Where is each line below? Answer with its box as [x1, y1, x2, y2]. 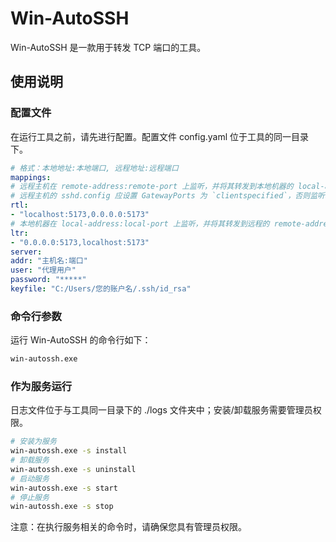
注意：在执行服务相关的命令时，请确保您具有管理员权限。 [10, 521, 247, 533]
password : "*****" [10, 275, 87, 285]
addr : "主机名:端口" [10, 256, 88, 266]
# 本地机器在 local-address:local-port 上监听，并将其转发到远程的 [10, 218, 270, 229]
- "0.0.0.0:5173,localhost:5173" [10, 237, 150, 247]
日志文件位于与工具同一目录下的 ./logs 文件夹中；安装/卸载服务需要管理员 [10, 404, 313, 416]
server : [10, 247, 43, 257]
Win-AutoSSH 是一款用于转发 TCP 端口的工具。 [10, 41, 207, 53]
